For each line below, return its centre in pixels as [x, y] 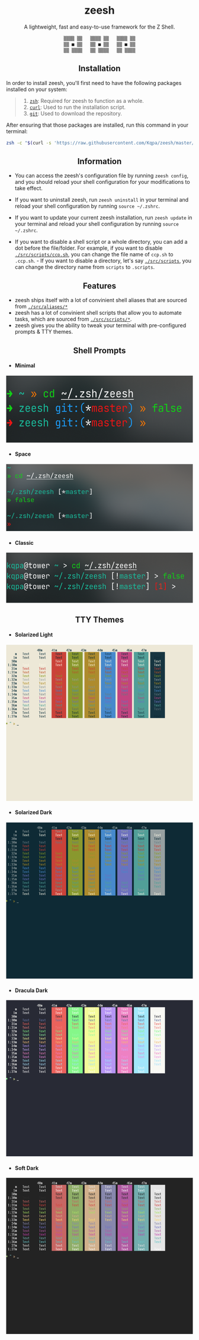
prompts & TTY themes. [44, 332]
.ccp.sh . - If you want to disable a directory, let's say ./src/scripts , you [103, 261]
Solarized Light [34, 635]
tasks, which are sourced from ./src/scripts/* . [73, 319]
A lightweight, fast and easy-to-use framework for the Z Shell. [99, 27]
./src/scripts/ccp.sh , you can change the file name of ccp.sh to [94, 255]
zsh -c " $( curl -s [29, 143]
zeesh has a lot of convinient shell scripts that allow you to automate [98, 313]
